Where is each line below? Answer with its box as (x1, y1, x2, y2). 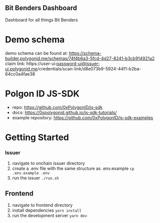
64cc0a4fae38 (5, 71, 35, 77)
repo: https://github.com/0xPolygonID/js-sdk (12, 104, 103, 110)
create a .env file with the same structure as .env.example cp (12, 166, 135, 172)
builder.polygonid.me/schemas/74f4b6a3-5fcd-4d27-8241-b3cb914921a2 (5, 55, 155, 61)
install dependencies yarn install (12, 207, 82, 213)
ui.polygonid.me (5, 66, 38, 71)
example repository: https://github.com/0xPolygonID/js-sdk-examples (12, 114, 153, 120)
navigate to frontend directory (12, 202, 73, 208)
